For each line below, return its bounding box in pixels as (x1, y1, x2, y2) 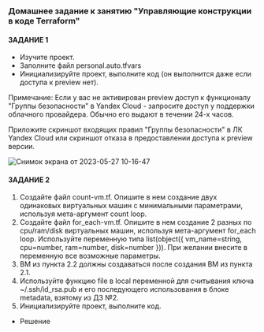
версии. (8, 142, 35, 151)
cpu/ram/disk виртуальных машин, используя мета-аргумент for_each (19, 226, 256, 236)
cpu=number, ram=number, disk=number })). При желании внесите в (19, 243, 248, 252)
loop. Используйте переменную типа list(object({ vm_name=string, (19, 234, 243, 244)
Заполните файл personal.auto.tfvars (19, 61, 142, 70)
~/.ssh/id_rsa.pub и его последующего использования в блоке (19, 285, 229, 294)
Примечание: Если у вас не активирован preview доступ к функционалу (8, 93, 251, 103)
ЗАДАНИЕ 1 (8, 35, 49, 44)
